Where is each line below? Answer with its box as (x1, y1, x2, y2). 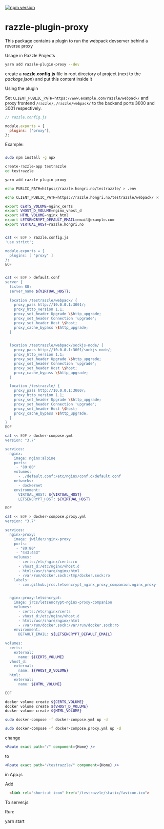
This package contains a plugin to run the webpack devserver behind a (5, 38, 148, 43)
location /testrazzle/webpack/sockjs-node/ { (9, 343, 104, 348)
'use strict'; (5, 239, 34, 244)
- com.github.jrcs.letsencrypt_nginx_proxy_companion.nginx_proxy (18, 582, 156, 587)
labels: (14, 577, 29, 582)
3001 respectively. (5, 105, 42, 111)
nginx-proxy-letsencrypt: (9, 595, 62, 600)
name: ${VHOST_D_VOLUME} (18, 668, 69, 673)
